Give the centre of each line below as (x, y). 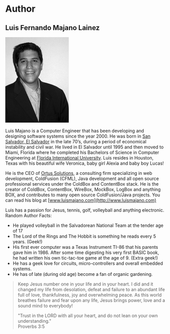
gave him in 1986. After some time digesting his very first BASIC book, (86, 252)
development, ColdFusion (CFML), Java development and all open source (82, 178)
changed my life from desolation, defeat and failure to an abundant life (91, 289)
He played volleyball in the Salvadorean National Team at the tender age (88, 225)
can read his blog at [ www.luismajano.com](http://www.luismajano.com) (81, 200)
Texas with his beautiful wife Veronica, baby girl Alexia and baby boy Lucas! (84, 163)
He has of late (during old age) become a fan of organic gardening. (83, 274)
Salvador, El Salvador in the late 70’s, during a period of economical (76, 142)
